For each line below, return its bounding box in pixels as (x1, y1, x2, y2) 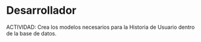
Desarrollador (6, 4, 76, 17)
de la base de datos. (6, 29, 57, 37)
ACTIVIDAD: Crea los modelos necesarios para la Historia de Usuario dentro (6, 23, 195, 31)
